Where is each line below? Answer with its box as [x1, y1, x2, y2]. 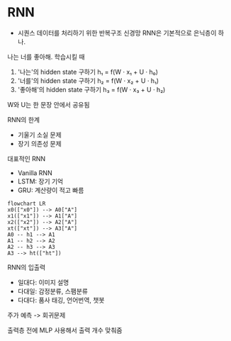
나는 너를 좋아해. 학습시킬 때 [7, 52, 85, 61]
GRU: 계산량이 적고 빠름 [17, 186, 84, 194]
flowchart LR [7, 200, 46, 207]
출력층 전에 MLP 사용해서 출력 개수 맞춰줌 [7, 325, 123, 334]
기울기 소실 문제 [17, 130, 62, 139]
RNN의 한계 [7, 115, 40, 124]
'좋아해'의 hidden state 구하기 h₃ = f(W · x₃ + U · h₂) [17, 85, 166, 94]
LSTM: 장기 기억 [17, 177, 64, 185]
